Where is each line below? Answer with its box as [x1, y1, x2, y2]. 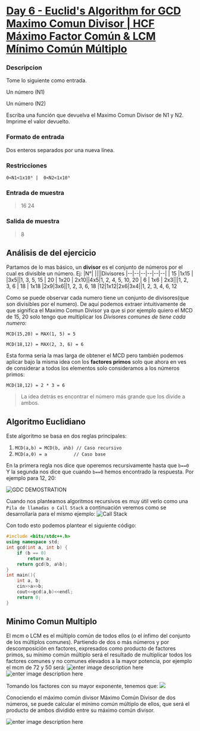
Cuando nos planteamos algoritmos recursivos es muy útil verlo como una [6, 498, 189, 505]
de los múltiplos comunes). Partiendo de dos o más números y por [6, 639, 170, 646]
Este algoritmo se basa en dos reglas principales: [6, 432, 127, 439]
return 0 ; [17, 594, 42, 600]
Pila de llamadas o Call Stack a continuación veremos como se [6, 504, 167, 511]
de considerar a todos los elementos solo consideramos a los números [6, 365, 180, 372]
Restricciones [6, 161, 48, 169]
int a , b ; [17, 578, 42, 584]
